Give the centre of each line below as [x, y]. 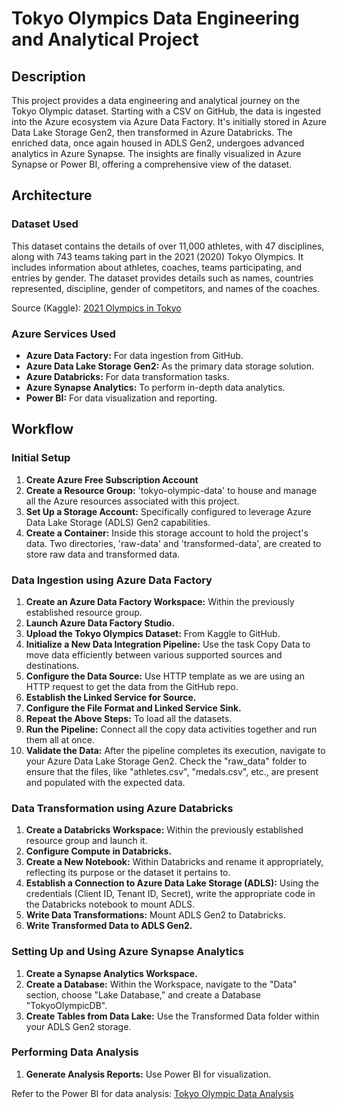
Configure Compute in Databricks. [99, 851]
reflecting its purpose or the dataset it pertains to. [128, 873]
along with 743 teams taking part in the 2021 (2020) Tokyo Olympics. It [157, 256]
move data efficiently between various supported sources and [154, 654]
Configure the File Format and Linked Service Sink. [133, 708]
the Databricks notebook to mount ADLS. [110, 904]
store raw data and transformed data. [103, 554]
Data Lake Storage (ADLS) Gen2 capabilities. [118, 522]
